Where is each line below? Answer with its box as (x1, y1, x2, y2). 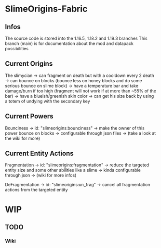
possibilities (5, 46, 29, 51)
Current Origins (5, 59, 53, 68)
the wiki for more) (5, 135, 40, 141)
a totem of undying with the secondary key (5, 98, 90, 104)
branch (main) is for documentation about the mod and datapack (5, 41, 134, 46)
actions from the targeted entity (5, 187, 68, 193)
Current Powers (5, 112, 54, 120)
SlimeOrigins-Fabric (5, 3, 88, 15)
